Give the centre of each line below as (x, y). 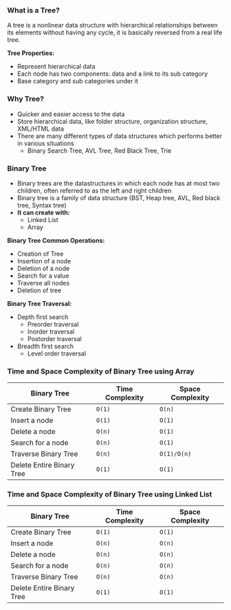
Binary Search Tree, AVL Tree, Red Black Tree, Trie (99, 151)
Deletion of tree (39, 290)
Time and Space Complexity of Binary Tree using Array (101, 371)
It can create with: (44, 213)
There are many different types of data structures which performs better (120, 135)
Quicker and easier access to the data (71, 114)
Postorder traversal (55, 338)
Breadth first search (45, 346)
